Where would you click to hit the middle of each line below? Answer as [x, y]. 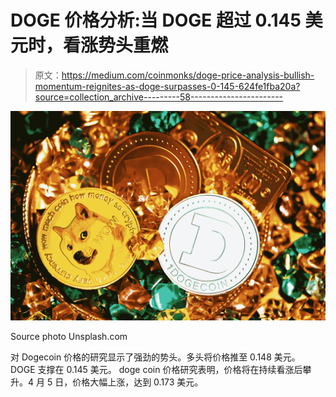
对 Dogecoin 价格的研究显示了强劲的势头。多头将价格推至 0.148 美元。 [155, 357]
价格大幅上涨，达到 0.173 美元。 [138, 382]
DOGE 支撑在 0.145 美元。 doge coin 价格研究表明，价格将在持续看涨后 [156, 369]
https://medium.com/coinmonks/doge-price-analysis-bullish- [188, 75]
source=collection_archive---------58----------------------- [159, 97]
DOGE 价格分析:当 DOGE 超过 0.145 [156, 20]
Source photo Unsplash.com [69, 336]
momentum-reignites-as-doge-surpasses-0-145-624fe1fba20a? [167, 86]
